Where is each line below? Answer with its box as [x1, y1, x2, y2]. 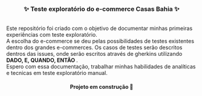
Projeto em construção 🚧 [70, 83, 134, 90]
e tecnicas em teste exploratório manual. [6, 70, 108, 77]
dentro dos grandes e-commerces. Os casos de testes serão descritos [6, 44, 183, 51]
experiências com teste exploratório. [6, 31, 98, 38]
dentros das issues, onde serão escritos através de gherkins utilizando [6, 50, 183, 58]
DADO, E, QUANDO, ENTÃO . [6, 56, 78, 64]
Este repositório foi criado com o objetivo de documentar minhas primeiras [6, 25, 193, 32]
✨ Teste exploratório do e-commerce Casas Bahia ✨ [24, 5, 180, 13]
